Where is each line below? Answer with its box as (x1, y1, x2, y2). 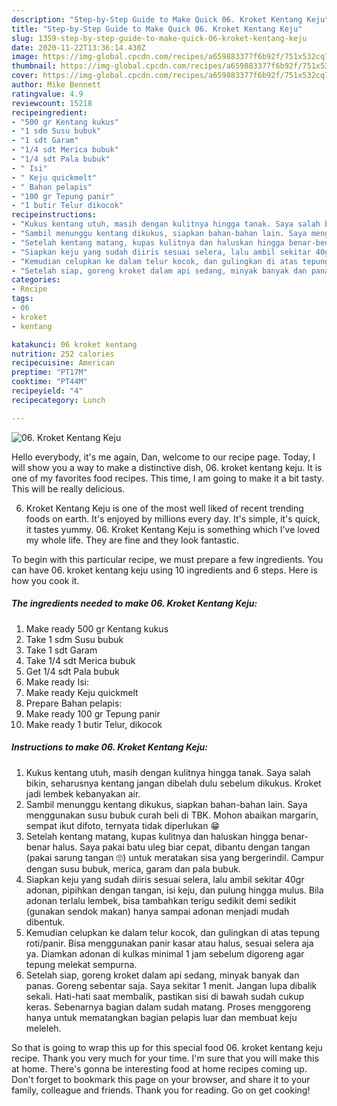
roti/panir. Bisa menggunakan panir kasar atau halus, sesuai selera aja (25, 937, 314, 949)
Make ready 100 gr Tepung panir (25, 707, 161, 720)
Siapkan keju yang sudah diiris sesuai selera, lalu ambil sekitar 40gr (25, 873, 305, 885)
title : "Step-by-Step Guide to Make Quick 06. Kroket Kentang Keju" (11, 24, 303, 34)
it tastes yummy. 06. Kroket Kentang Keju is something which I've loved (25, 523, 321, 535)
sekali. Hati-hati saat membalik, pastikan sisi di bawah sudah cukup (25, 990, 305, 1002)
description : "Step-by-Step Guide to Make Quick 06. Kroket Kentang (11, 14, 303, 25)
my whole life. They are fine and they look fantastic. (25, 534, 239, 546)
